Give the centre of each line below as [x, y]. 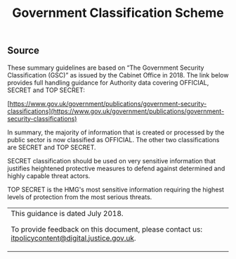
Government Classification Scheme [118, 13]
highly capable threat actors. [49, 176]
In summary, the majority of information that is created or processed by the [116, 132]
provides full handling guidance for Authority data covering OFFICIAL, [108, 82]
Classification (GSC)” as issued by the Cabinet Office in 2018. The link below [118, 75]
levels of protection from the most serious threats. [80, 197]
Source [24, 51]
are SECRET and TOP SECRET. [52, 147]
